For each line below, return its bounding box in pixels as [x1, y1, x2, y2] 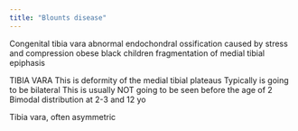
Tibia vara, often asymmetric [9, 111, 116, 122]
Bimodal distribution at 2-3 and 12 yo [9, 94, 146, 105]
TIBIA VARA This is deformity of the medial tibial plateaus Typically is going [9, 74, 289, 86]
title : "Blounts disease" [9, 13, 107, 23]
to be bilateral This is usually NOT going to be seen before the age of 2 [9, 84, 273, 95]
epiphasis [9, 57, 46, 68]
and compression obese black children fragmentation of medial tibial [9, 47, 265, 59]
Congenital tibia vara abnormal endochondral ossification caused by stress [9, 38, 289, 49]
